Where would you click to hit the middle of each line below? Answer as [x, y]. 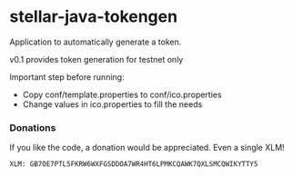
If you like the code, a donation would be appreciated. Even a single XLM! [147, 148]
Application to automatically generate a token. [96, 42]
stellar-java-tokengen [94, 17]
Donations [33, 127]
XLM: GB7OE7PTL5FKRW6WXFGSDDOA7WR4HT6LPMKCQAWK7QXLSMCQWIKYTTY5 [134, 164]
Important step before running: [67, 77]
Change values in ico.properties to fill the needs [112, 104]
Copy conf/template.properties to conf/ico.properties [122, 94]
